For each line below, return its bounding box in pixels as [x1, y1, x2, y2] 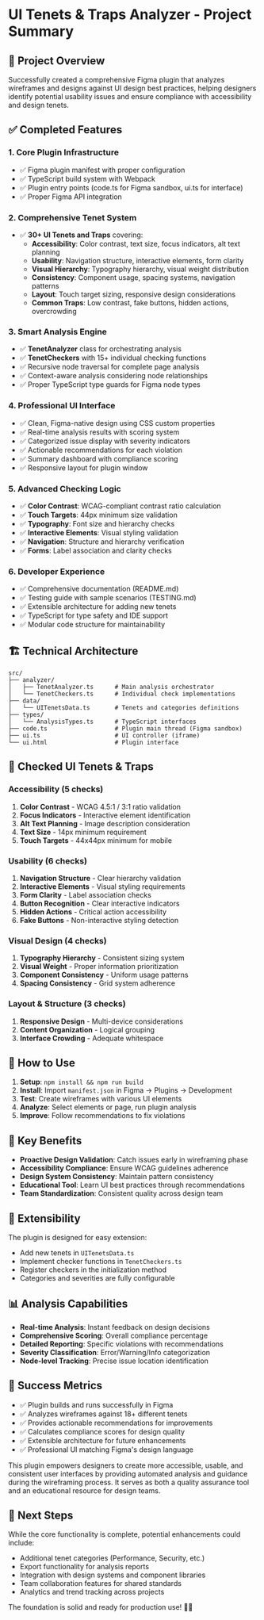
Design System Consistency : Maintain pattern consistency [19, 1172, 214, 1181]
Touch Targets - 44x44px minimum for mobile [19, 835, 173, 845]
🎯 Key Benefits [8, 1134, 82, 1147]
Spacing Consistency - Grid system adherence [19, 979, 176, 988]
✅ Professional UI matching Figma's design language [19, 1445, 194, 1454]
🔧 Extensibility [8, 1212, 81, 1225]
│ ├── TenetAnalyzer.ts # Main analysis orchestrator [8, 683, 215, 691]
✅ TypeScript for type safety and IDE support [19, 611, 168, 620]
